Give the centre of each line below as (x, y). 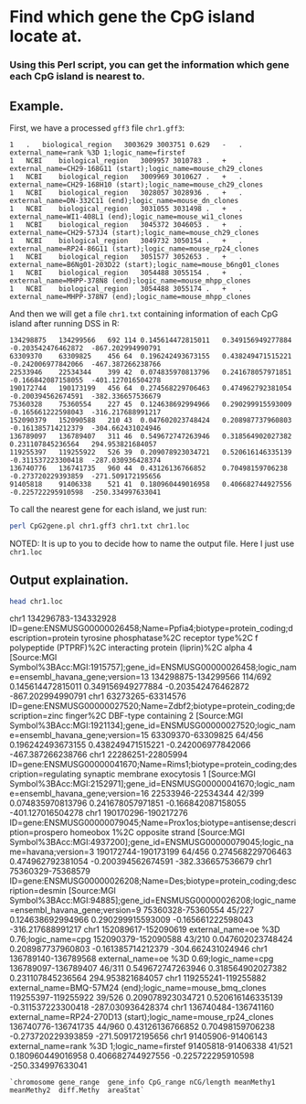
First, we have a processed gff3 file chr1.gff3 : (97, 128)
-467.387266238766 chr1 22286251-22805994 (99, 755)
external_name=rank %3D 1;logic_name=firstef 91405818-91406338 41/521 (151, 1046)
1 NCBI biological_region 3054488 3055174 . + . (127, 289)
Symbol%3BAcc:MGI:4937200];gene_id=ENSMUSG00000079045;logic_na (152, 842)
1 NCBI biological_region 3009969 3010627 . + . (127, 177)
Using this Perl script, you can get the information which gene (149, 65)
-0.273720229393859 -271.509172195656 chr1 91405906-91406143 (138, 1036)
